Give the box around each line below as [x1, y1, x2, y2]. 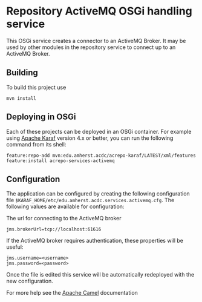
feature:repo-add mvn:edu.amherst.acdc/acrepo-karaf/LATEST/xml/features [6, 153, 197, 159]
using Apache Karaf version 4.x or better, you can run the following [6, 134, 174, 142]
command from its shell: [6, 140, 67, 148]
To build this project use [6, 84, 67, 91]
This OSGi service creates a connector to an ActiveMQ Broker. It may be [6, 37, 186, 44]
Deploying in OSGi [6, 112, 76, 122]
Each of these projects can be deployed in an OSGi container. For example [6, 128, 192, 135]
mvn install [6, 95, 36, 101]
